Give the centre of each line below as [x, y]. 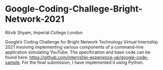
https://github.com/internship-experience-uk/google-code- [89, 57]
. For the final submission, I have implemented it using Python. [81, 62]
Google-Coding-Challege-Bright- [74, 9]
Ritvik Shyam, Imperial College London [44, 32]
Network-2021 [35, 19]
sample [12, 62]
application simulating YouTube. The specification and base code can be [78, 52]
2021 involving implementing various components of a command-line [74, 47]
